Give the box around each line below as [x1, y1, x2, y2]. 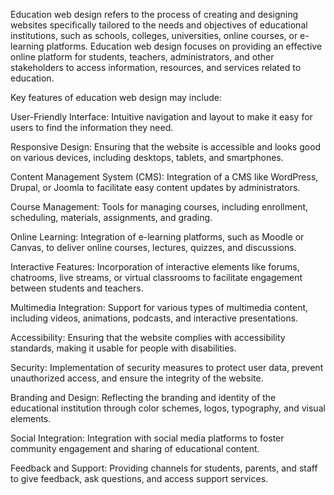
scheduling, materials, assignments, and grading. [10, 212, 213, 223]
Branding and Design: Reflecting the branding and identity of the [10, 392, 277, 403]
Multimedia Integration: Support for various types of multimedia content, [10, 302, 309, 313]
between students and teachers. [10, 282, 144, 294]
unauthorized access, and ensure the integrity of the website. [10, 372, 264, 384]
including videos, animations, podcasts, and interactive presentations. [10, 312, 299, 324]
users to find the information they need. [10, 122, 174, 133]
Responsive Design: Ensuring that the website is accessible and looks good [10, 141, 322, 153]
